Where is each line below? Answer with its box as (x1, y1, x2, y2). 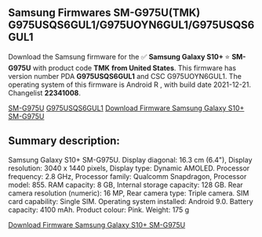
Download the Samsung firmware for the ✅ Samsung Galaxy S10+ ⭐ (8, 52, 230, 61)
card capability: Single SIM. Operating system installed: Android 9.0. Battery (8, 196, 253, 206)
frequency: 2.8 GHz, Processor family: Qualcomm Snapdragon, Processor (8, 171, 247, 181)
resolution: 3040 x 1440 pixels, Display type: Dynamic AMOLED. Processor (8, 163, 250, 173)
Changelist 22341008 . (8, 88, 81, 97)
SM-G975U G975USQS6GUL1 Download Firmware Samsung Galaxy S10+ (8, 103, 245, 113)
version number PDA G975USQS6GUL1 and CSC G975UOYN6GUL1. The (8, 71, 242, 81)
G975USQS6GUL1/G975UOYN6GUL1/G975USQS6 (8, 19, 255, 32)
